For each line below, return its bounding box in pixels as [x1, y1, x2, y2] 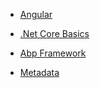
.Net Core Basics [19, 28, 90, 39]
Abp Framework [19, 47, 87, 59]
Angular [19, 9, 53, 20]
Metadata [19, 67, 60, 78]
